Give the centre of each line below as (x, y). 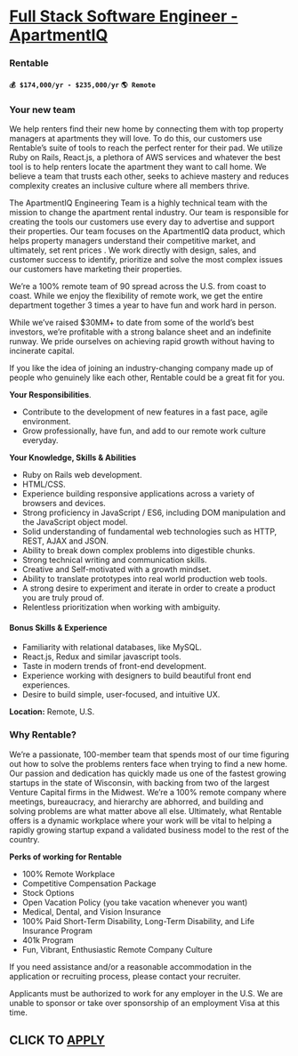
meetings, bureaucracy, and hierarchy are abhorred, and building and (137, 802)
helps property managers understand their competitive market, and (133, 241)
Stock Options (48, 892)
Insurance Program (57, 931)
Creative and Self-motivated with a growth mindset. (117, 569)
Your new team (42, 109)
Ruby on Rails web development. (82, 475)
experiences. (46, 685)
